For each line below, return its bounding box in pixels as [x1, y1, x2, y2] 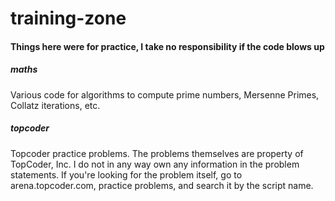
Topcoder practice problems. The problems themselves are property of [10, 147, 304, 159]
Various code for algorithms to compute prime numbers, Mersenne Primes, [10, 88, 320, 101]
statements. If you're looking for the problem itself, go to [10, 168, 243, 181]
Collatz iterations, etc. [10, 99, 101, 111]
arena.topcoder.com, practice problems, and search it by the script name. [10, 179, 314, 191]
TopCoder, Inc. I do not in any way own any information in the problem [10, 158, 300, 170]
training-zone [10, 7, 127, 30]
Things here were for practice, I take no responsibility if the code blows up [10, 40, 325, 52]
